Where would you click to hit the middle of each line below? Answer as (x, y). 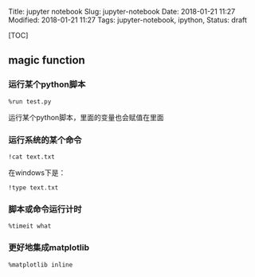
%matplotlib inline (41, 265)
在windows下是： (37, 172)
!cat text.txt (32, 157)
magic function (47, 60)
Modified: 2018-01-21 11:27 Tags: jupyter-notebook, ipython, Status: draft (127, 20)
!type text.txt (33, 187)
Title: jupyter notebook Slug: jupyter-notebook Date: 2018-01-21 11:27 (122, 12)
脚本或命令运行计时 (45, 209)
